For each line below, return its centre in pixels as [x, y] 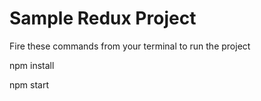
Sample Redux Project [103, 18]
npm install [32, 65]
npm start [29, 84]
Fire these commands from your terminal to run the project [130, 46]
